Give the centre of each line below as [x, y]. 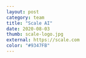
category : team [25, 18]
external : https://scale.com [43, 40]
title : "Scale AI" [29, 23]
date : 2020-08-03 [28, 29]
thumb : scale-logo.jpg [35, 34]
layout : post [23, 12]
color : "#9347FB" [28, 46]
